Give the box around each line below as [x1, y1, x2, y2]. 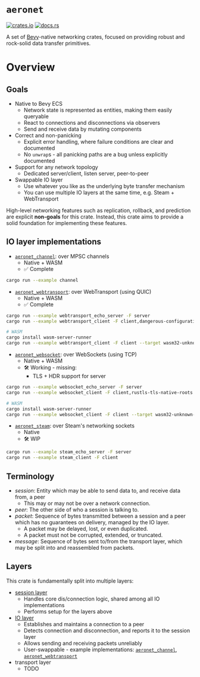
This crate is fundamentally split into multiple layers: [6, 577, 134, 584]
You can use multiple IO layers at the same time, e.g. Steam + [23, 189, 174, 196]
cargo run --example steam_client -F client [6, 455, 118, 461]
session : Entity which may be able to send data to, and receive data [14, 487, 180, 494]
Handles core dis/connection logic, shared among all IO [23, 595, 160, 602]
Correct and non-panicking [14, 131, 82, 139]
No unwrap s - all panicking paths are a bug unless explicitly [23, 150, 168, 158]
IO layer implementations [6, 237, 101, 247]
